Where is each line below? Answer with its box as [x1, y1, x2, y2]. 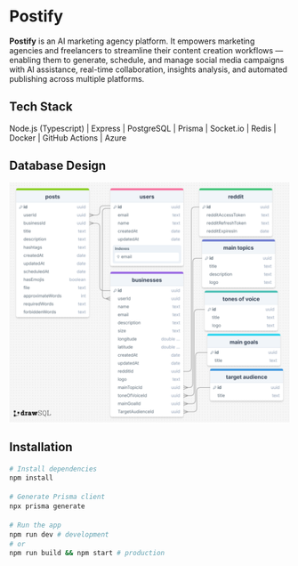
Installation [9, 440, 73, 455]
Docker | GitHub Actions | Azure [9, 132, 127, 143]
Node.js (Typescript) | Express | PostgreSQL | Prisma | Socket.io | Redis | [9, 123, 277, 133]
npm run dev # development [9, 530, 109, 539]
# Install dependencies [9, 465, 98, 473]
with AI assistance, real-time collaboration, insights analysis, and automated [9, 64, 287, 75]
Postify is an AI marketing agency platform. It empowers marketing [9, 36, 255, 46]
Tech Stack [9, 100, 73, 115]
